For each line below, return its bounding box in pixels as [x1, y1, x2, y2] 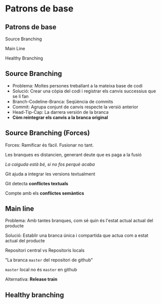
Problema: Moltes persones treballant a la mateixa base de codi [12, 82, 143, 88]
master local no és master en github [5, 267, 78, 273]
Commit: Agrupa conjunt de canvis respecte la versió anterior [12, 104, 139, 110]
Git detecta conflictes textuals [5, 180, 69, 186]
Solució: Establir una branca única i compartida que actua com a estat [5, 232, 149, 238]
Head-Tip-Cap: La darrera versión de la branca [12, 109, 109, 115]
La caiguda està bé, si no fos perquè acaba [5, 161, 95, 167]
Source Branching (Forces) [5, 129, 90, 137]
